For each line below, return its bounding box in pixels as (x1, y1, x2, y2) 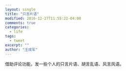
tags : (5, 34, 16, 39)
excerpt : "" (5, 43, 29, 47)
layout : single (5, 7, 36, 12)
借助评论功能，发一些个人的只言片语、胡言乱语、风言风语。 (5, 61, 124, 67)
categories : (5, 25, 29, 30)
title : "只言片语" (5, 12, 40, 16)
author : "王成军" (5, 47, 38, 52)
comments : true (5, 20, 36, 25)
